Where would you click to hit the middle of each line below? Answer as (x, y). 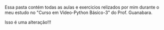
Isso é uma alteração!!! (28, 22)
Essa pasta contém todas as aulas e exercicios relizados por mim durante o (82, 7)
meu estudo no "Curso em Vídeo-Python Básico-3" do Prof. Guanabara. (79, 12)
